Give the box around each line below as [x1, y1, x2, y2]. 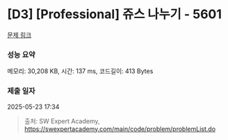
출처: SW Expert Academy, [24, 116, 100, 125]
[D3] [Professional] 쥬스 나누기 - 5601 [7, 6, 222, 22]
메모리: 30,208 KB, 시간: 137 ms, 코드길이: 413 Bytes [7, 67, 154, 75]
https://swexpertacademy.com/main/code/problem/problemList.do [24, 125, 216, 133]
